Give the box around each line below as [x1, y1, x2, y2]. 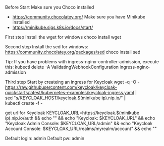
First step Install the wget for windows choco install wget [5, 34, 121, 40]
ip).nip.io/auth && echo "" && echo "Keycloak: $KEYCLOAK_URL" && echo [5, 115, 155, 121]
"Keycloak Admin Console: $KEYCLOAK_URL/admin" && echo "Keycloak [5, 121, 153, 126]
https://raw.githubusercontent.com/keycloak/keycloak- [5, 84, 117, 90]
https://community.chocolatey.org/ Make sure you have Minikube [12, 14, 146, 19]
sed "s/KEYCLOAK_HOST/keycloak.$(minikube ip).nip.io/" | [5, 95, 126, 101]
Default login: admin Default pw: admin [5, 136, 85, 141]
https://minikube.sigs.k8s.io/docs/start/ [12, 24, 93, 30]
